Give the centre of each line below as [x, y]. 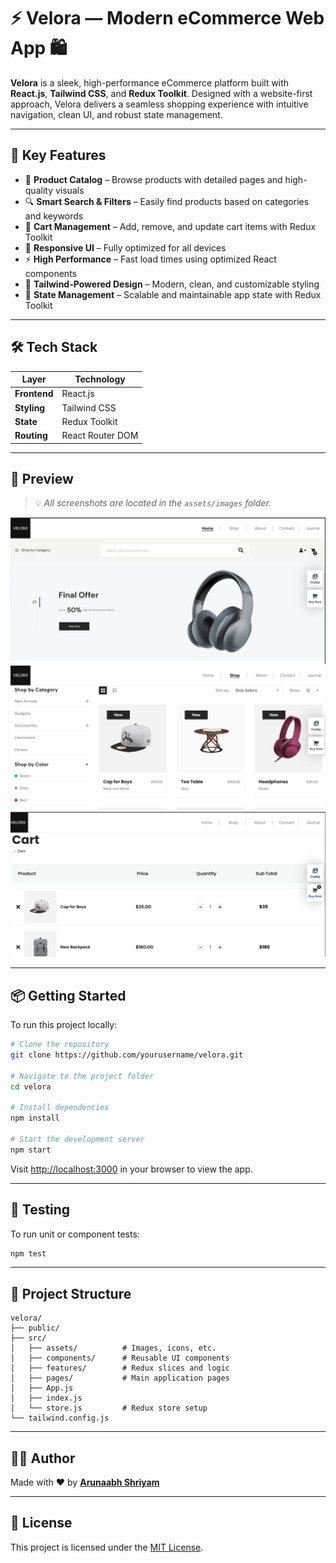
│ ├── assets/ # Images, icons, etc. [113, 1348]
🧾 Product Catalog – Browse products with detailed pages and [153, 179]
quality [39, 190]
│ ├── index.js [46, 1398]
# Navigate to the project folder [82, 1076]
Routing [31, 436]
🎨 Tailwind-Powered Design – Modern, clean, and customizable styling [172, 284]
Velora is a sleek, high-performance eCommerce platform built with [150, 82]
